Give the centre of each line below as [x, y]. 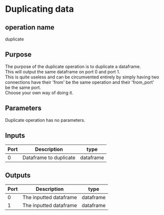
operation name [30, 27]
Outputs [18, 175]
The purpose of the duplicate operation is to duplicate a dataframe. [73, 66]
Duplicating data [40, 9]
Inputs [15, 136]
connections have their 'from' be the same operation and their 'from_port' [80, 82]
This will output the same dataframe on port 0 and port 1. [63, 72]
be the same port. [23, 87]
